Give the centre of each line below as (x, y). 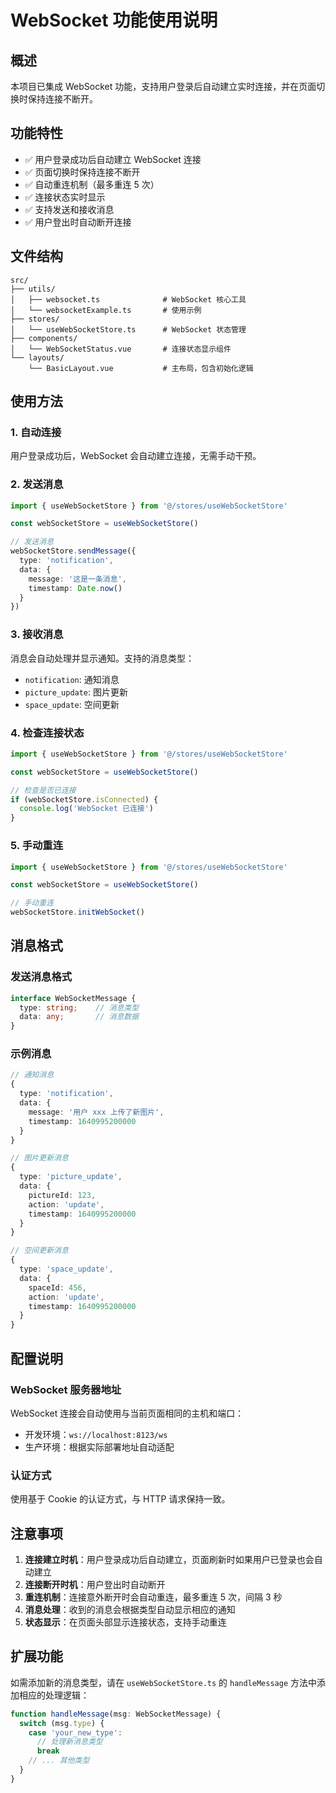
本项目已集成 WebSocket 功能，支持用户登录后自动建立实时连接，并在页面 (163, 86)
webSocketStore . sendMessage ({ (73, 551)
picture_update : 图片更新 (76, 692)
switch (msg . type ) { (62, 1723)
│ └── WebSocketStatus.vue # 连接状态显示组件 (121, 349)
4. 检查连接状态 (47, 733)
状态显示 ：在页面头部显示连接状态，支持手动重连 (125, 1622)
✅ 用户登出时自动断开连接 (78, 222)
